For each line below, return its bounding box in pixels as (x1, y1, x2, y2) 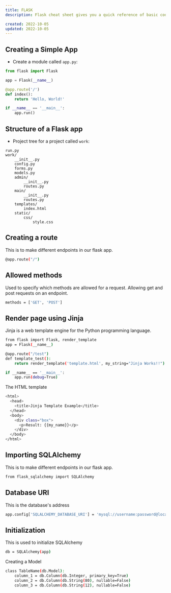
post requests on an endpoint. (5, 290, 69, 296)
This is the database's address (5, 502, 70, 508)
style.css (32, 220, 53, 225)
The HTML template (5, 384, 47, 390)
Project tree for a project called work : (12, 138, 90, 144)
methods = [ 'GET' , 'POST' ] (5, 300, 63, 305)
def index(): (5, 91, 33, 97)
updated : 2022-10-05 (5, 26, 49, 31)
